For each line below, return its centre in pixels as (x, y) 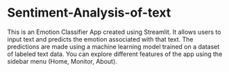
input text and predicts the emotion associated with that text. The (100, 39)
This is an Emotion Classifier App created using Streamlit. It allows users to (114, 32)
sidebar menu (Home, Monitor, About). (62, 61)
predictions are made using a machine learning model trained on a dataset (113, 46)
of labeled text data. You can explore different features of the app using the (115, 54)
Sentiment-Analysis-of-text (89, 13)
